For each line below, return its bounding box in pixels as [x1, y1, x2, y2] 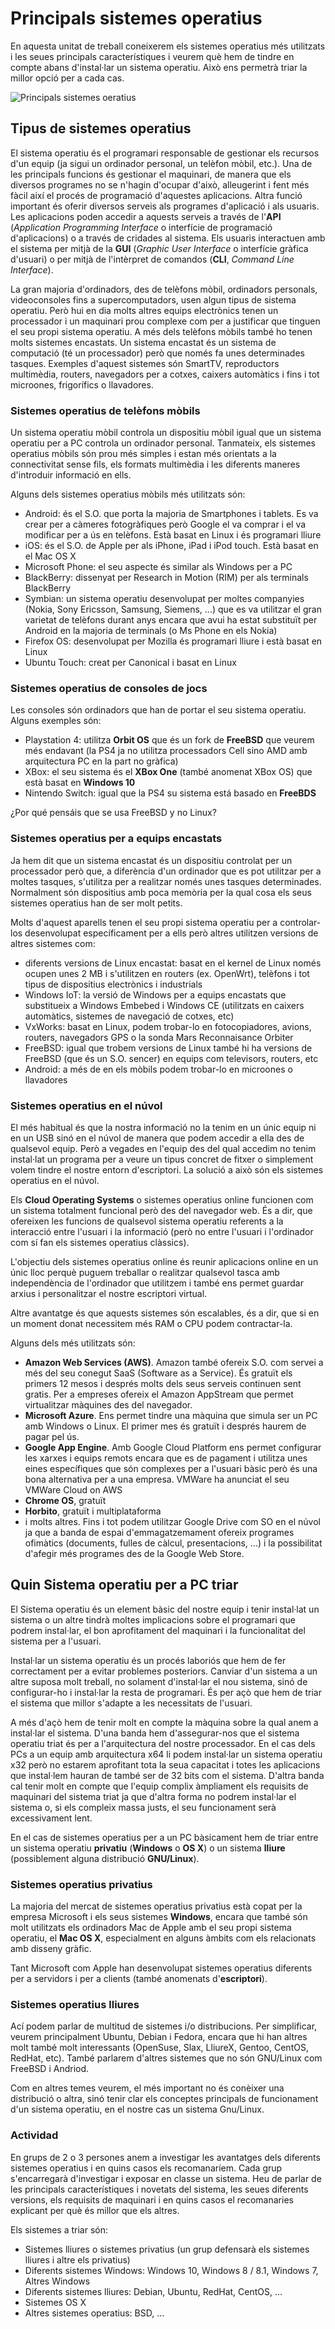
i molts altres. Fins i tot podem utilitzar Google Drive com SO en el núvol [24, 1515, 321, 1527]
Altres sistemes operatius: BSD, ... [24, 2307, 165, 2319]
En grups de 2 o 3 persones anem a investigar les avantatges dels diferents [10, 2151, 321, 2163]
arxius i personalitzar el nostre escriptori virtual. [10, 1287, 208, 1299]
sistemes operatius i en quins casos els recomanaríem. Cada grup [10, 2162, 283, 2174]
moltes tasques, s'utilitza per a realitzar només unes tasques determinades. [10, 875, 322, 887]
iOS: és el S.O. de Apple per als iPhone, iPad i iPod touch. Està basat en [24, 540, 319, 552]
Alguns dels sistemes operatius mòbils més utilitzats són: [10, 488, 246, 501]
